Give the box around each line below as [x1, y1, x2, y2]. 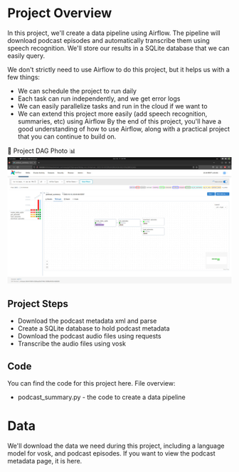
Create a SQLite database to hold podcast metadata [17, 324, 170, 333]
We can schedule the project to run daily [17, 86, 137, 95]
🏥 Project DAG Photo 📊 [7, 146, 76, 155]
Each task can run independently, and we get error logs [17, 94, 181, 103]
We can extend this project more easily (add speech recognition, [17, 109, 208, 118]
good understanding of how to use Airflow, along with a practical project [17, 124, 230, 133]
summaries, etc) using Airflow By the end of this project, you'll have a [17, 116, 222, 126]
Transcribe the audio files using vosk [17, 339, 127, 348]
